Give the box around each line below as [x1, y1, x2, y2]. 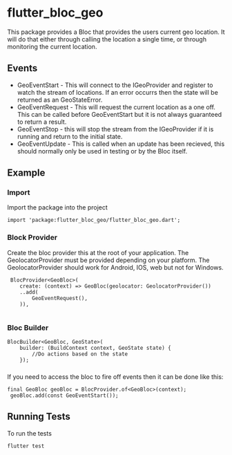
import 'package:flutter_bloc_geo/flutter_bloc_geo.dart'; [7, 216, 181, 224]
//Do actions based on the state [32, 351, 128, 357]
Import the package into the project [7, 203, 108, 212]
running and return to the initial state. [17, 132, 123, 140]
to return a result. [17, 118, 67, 126]
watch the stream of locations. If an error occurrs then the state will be [17, 88, 219, 96]
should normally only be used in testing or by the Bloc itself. [17, 147, 188, 155]
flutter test [7, 443, 45, 449]
